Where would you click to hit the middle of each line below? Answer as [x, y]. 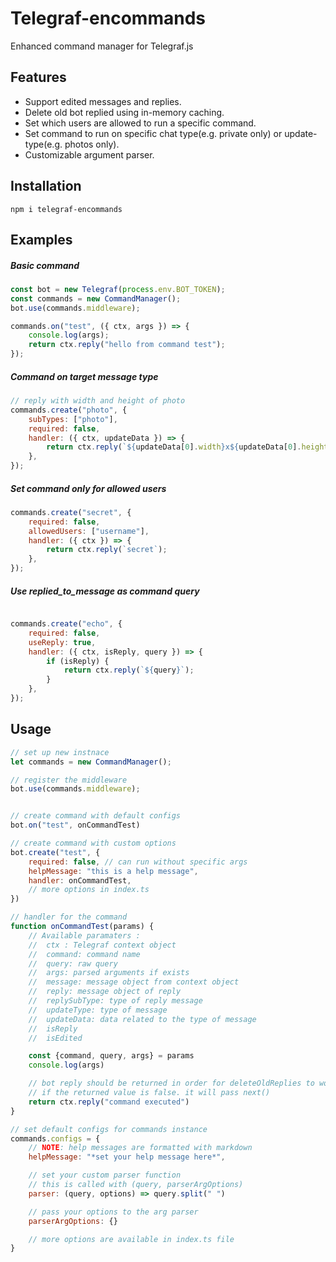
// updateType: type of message [98, 1010]
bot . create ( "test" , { [55, 852]
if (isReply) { [78, 661]
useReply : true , [62, 642]
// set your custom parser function [105, 1175]
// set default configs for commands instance [109, 1129]
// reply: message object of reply [105, 992]
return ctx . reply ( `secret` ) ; [107, 550]
